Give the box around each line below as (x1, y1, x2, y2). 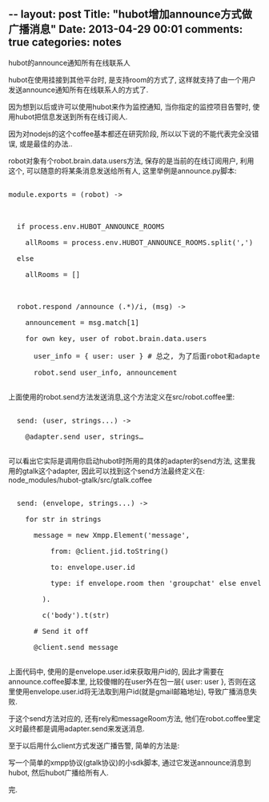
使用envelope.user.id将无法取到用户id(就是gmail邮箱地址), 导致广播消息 (14, 687, 251, 696)
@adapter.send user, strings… (25, 431, 144, 441)
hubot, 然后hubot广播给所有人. (8, 768, 110, 777)
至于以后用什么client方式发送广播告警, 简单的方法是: (8, 740, 180, 750)
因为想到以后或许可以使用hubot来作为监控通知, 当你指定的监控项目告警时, (8, 102, 251, 111)
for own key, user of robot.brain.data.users (25, 334, 207, 343)
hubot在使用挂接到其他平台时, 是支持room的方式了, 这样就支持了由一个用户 (8, 74, 256, 84)
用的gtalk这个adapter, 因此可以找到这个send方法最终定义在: (8, 466, 206, 475)
